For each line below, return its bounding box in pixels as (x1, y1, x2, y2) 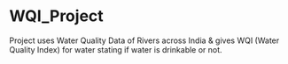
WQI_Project (9, 6, 104, 26)
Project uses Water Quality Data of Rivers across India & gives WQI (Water (9, 35, 280, 46)
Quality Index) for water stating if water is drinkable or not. (9, 44, 223, 54)
